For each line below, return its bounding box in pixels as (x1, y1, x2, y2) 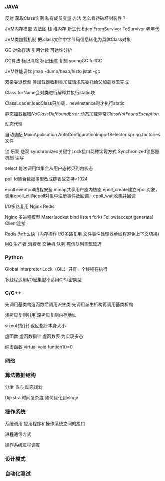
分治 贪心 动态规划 (5, 384, 43, 390)
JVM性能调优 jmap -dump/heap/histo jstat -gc (5, 68, 101, 74)
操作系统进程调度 (5, 442, 40, 448)
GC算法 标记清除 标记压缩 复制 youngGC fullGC (5, 58, 103, 64)
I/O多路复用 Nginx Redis (5, 203, 55, 210)
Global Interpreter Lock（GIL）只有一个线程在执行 (5, 266, 108, 272)
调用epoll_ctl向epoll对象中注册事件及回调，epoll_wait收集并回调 (5, 193, 136, 199)
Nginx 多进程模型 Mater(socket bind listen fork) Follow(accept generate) (5, 214, 154, 220)
